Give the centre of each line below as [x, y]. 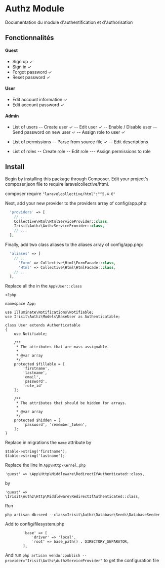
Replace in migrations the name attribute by [48, 443]
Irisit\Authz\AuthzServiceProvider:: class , [60, 226]
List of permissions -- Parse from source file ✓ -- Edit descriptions [80, 142]
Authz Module [35, 9]
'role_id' [33, 386]
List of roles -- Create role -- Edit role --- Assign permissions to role [81, 151]
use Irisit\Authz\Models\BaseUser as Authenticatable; [63, 317]
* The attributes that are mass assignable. [63, 347]
